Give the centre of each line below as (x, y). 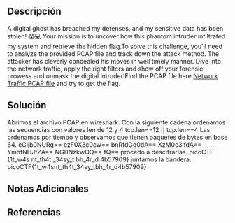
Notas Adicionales (48, 189)
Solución (27, 105)
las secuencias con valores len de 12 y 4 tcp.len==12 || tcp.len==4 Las (109, 129)
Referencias (34, 213)
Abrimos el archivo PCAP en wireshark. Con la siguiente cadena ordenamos (116, 122)
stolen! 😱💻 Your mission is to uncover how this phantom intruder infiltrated (116, 36)
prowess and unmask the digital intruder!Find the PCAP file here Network (113, 75)
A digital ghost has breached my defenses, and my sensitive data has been (115, 28)
